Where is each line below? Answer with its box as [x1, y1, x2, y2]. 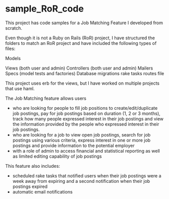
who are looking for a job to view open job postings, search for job [12, 131, 151, 138]
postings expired [12, 183, 48, 189]
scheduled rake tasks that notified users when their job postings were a [12, 172, 161, 179]
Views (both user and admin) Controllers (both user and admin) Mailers [5, 65, 153, 71]
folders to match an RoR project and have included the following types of [5, 40, 157, 46]
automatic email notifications [12, 188, 73, 194]
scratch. [5, 25, 23, 31]
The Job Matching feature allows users [5, 95, 87, 101]
